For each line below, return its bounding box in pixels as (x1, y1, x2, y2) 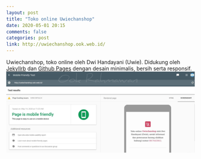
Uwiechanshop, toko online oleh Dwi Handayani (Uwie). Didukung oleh (6, 59, 181, 65)
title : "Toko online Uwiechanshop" (6, 16, 95, 22)
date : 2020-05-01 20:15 (6, 22, 66, 28)
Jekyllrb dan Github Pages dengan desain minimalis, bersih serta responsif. (6, 65, 192, 72)
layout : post (6, 10, 39, 16)
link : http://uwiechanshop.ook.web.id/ (6, 41, 106, 47)
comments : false (6, 29, 47, 35)
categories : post (6, 35, 50, 41)
